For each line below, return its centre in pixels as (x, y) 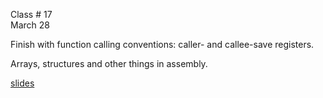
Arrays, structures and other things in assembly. (109, 63)
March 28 (30, 25)
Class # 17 (31, 14)
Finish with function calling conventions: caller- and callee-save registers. (162, 44)
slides (22, 83)
